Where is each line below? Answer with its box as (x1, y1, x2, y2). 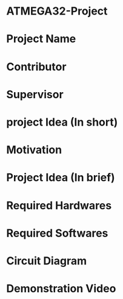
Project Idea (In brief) (6, 171, 115, 184)
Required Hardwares (6, 198, 112, 212)
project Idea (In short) (6, 115, 118, 129)
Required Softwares (6, 226, 108, 240)
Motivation (6, 143, 62, 157)
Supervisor (6, 87, 64, 101)
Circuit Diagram (6, 254, 87, 267)
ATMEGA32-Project (6, 4, 108, 18)
